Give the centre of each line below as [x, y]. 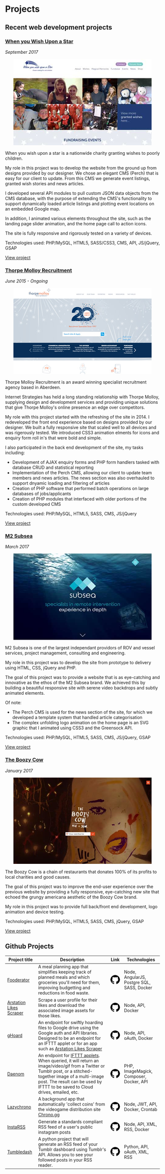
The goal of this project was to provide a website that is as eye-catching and [82, 677]
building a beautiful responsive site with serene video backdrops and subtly [82, 688]
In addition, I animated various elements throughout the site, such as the [78, 218]
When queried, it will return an [69, 1061]
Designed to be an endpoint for [69, 1038]
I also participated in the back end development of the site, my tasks [74, 448]
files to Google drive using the [69, 1028]
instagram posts [55, 1132]
